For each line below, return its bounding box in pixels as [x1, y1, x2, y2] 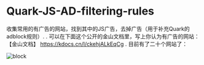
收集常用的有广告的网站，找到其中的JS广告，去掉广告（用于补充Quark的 [6, 25, 190, 32]
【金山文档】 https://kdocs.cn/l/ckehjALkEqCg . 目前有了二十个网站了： [6, 40, 188, 47]
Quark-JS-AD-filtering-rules [6, 4, 155, 18]
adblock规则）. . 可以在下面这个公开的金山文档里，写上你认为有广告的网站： [6, 32, 200, 40]
